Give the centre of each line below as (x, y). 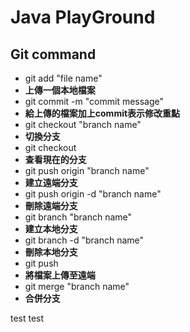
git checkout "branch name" (83, 124)
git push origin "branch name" (87, 170)
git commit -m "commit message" (94, 101)
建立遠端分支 (51, 182)
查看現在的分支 (55, 159)
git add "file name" (63, 78)
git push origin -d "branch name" (93, 194)
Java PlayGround (83, 17)
